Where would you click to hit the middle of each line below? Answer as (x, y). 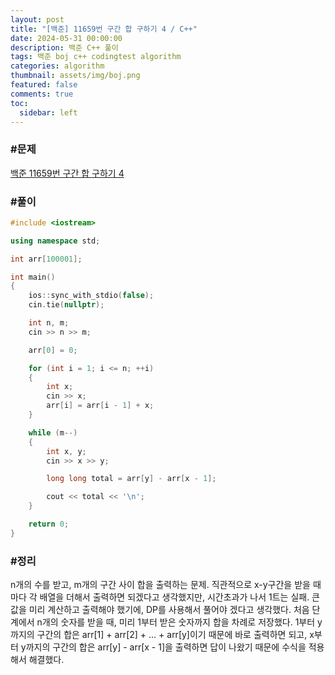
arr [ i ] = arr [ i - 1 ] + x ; (100, 406)
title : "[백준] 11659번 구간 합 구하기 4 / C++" (104, 29)
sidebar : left (48, 112)
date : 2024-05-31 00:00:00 (66, 38)
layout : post (37, 19)
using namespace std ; (55, 241)
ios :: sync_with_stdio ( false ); (91, 296)
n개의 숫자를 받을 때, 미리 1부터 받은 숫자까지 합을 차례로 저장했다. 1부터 (176, 622)
